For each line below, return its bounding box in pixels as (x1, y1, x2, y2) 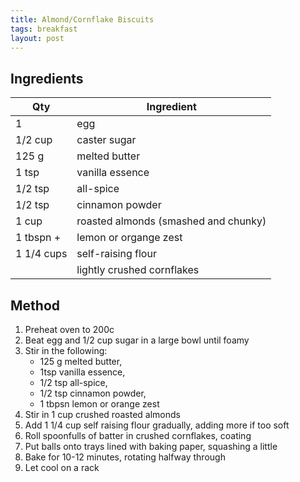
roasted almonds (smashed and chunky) (76, 214, 267, 228)
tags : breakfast (10, 24, 78, 34)
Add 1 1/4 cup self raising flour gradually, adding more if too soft (24, 419, 290, 431)
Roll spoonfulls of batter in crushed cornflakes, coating (24, 430, 252, 441)
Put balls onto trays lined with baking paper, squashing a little (24, 441, 278, 452)
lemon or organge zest (76, 231, 183, 245)
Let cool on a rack (24, 462, 100, 473)
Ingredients (10, 70, 84, 87)
